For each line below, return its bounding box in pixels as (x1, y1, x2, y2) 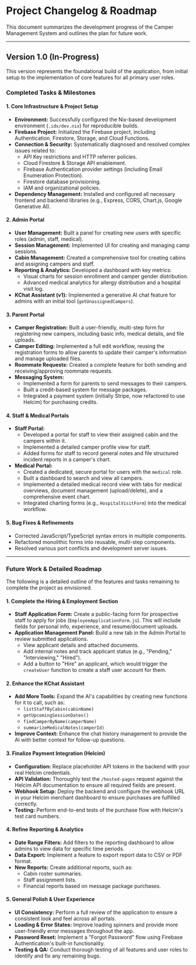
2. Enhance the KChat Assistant (6, 680, 85, 687)
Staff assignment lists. (23, 876, 77, 883)
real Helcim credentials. (14, 769, 72, 776)
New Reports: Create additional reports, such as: (14, 864, 133, 871)
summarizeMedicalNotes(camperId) (23, 725, 105, 731)
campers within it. (23, 437, 66, 444)
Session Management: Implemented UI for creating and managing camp (14, 242, 190, 249)
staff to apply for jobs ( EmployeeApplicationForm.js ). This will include (14, 617, 181, 624)
